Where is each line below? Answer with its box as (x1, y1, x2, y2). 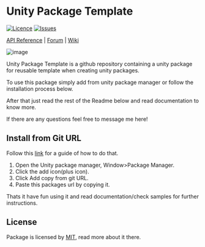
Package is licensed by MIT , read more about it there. (6, 233, 141, 240)
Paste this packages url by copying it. (15, 181, 110, 188)
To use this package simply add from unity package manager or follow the (6, 78, 194, 86)
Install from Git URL (6, 133, 81, 143)
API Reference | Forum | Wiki (6, 36, 80, 44)
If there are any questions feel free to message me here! (6, 115, 148, 123)
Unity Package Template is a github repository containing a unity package (6, 60, 193, 67)
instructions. (6, 199, 38, 207)
